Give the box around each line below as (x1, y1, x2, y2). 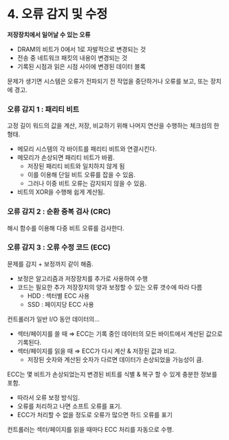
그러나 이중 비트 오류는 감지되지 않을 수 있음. (27, 179, 146, 188)
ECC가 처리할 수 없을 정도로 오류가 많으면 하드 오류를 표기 (17, 410, 173, 419)
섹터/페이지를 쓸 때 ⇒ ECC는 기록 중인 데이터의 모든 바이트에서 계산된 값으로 (17, 329, 223, 338)
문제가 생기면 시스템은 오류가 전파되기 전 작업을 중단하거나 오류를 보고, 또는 (7, 77, 209, 85)
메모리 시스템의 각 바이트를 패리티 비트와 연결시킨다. (17, 145, 157, 153)
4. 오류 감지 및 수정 (7, 6, 108, 22)
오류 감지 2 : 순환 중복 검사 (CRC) (7, 207, 111, 217)
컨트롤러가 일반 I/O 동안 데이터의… (7, 314, 100, 323)
